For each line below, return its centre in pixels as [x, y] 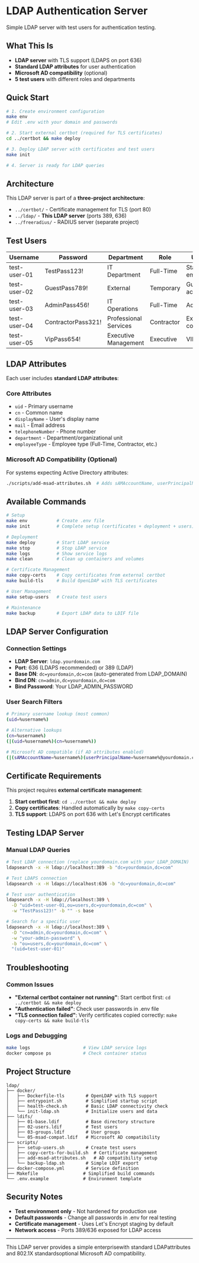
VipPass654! [63, 339]
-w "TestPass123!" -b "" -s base [53, 911]
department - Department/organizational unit [69, 438]
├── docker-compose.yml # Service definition [73, 1168]
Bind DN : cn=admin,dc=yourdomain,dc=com [65, 680]
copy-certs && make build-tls [52, 1021]
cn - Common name [39, 413]
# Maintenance [24, 608]
